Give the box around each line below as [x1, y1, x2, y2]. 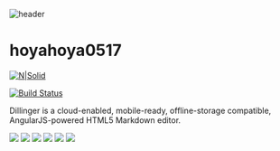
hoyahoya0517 [9, 41, 122, 61]
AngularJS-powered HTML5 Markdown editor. [9, 114, 182, 126]
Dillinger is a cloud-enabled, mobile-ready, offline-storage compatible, [9, 105, 272, 116]
